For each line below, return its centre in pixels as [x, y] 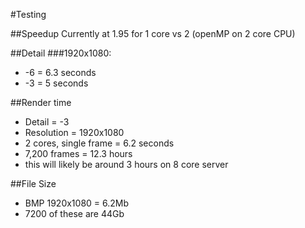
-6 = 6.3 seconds [60, 72]
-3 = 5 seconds [56, 83]
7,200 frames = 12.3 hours [78, 153]
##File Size [33, 183]
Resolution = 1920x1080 [74, 132]
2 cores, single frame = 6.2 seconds [99, 143]
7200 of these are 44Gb [74, 213]
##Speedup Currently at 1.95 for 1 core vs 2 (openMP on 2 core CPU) [153, 33]
